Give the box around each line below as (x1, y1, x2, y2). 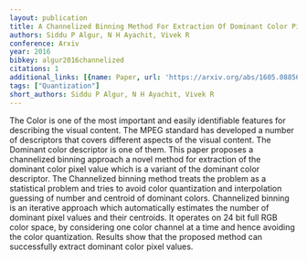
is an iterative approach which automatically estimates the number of (9, 202, 270, 213)
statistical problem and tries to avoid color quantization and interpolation (9, 183, 282, 193)
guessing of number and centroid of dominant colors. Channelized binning (9, 193, 290, 204)
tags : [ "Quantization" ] (9, 81, 101, 90)
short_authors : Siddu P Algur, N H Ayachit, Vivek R (9, 89, 215, 99)
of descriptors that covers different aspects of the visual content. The (9, 134, 271, 145)
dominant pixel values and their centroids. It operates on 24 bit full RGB (9, 212, 279, 223)
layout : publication (9, 13, 89, 23)
